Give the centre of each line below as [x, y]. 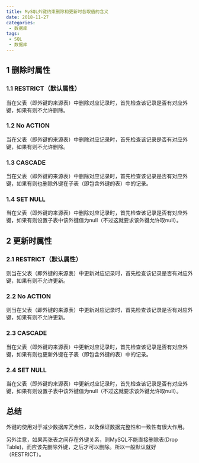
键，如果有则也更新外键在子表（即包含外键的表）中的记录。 [79, 354]
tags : [13, 34]
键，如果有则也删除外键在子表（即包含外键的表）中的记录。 [79, 184]
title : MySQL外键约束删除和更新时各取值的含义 [57, 12]
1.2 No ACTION [28, 126]
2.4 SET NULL [27, 370]
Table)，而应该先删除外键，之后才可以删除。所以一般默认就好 [81, 447]
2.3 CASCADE [27, 333]
